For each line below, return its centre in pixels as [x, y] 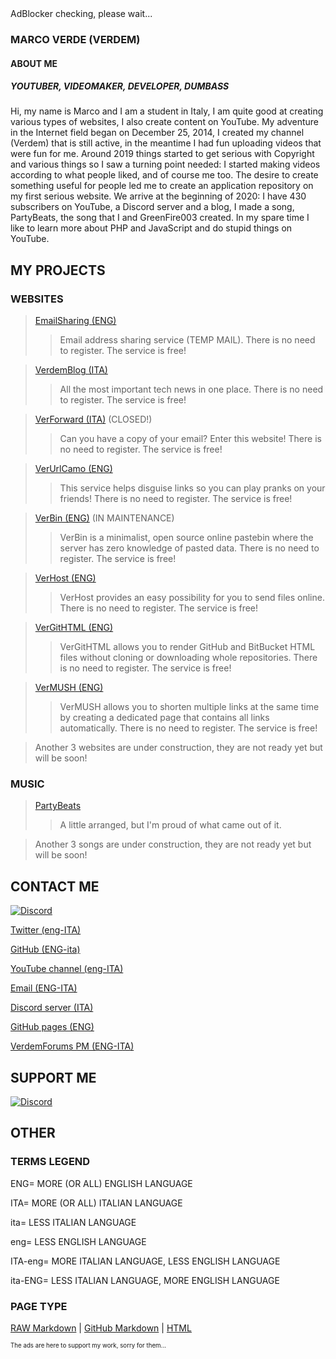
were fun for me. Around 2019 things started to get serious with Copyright [162, 154]
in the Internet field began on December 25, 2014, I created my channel [157, 133]
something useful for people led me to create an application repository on [162, 186]
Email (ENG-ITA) [44, 988]
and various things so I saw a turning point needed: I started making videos [165, 164]
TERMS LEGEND [50, 1162]
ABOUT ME [34, 63]
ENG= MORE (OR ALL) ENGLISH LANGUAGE [101, 1183]
